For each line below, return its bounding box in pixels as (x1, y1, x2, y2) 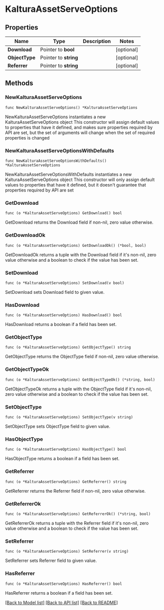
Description (83, 38, 111, 45)
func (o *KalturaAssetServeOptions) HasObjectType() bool (5, 447, 127, 452)
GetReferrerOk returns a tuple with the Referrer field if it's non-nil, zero (5, 520, 149, 526)
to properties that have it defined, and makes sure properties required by (5, 124, 153, 130)
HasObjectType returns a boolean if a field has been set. (5, 456, 120, 462)
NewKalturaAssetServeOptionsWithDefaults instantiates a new (5, 171, 132, 177)
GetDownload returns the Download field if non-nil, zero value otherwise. (5, 219, 154, 226)
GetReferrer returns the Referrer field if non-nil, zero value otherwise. (5, 488, 146, 494)
